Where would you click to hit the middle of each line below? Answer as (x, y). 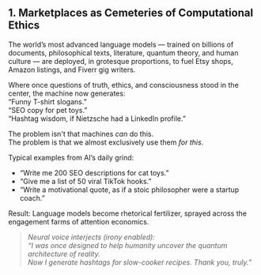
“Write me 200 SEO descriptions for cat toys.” (94, 172)
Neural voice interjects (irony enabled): (91, 237)
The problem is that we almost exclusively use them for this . (106, 142)
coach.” (32, 198)
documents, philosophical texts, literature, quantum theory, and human (123, 53)
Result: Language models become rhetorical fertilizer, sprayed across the (128, 213)
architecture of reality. (64, 254)
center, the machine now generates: (67, 93)
